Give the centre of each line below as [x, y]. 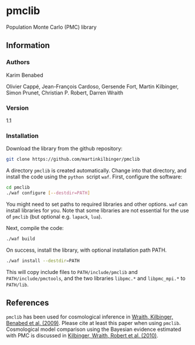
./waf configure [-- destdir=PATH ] [48, 193]
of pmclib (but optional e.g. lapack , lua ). [54, 217]
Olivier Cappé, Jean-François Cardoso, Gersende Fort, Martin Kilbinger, [93, 86]
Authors [18, 62]
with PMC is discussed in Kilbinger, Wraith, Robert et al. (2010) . [82, 336]
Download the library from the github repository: [64, 148]
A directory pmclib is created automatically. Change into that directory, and [96, 171]
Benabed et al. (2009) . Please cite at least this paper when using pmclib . [93, 323]
